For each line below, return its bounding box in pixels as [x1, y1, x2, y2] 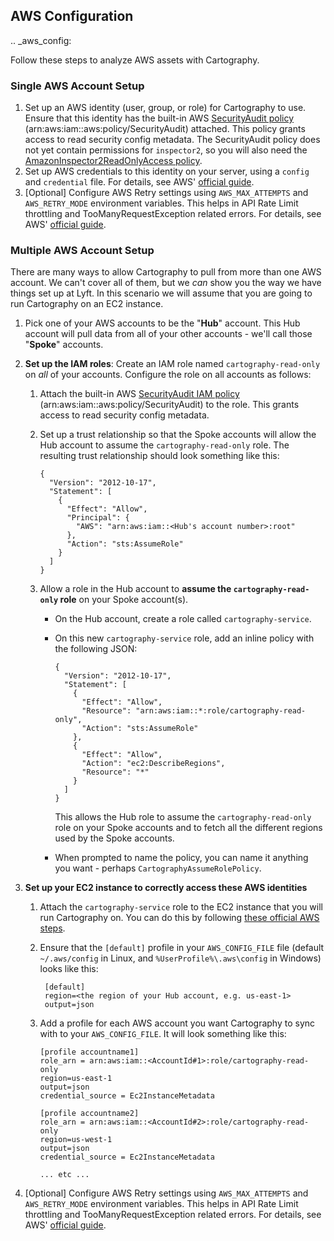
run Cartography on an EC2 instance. [10, 298, 164, 310]
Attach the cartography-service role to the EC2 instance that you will [39, 901, 323, 913]
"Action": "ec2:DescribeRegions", [81, 759, 226, 769]
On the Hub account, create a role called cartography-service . [54, 613, 312, 625]
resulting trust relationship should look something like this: [39, 450, 280, 462]
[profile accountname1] [39, 1047, 140, 1058]
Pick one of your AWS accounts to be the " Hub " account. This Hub [24, 317, 301, 329]
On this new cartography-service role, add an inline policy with [54, 632, 315, 644]
